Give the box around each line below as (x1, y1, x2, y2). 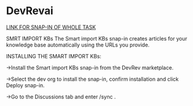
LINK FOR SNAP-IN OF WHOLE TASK (6, 24, 96, 31)
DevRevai (6, 4, 54, 18)
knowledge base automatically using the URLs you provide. (6, 41, 150, 48)
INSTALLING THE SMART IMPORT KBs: (6, 52, 102, 59)
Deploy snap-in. (6, 81, 45, 89)
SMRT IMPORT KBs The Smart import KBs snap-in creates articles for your (6, 35, 187, 42)
